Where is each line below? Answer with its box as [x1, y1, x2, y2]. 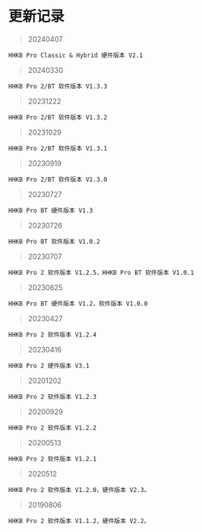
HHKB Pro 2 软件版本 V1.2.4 [8, 330, 97, 339]
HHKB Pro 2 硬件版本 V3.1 [8, 361, 90, 369]
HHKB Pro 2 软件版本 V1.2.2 [8, 424, 97, 432]
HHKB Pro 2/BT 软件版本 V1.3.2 [8, 113, 108, 121]
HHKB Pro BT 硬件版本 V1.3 [8, 206, 93, 215]
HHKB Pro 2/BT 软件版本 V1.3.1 [8, 144, 108, 152]
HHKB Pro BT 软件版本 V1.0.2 [8, 237, 101, 245]
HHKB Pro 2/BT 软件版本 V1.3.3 [8, 82, 108, 91]
